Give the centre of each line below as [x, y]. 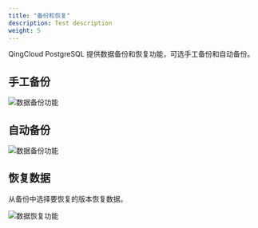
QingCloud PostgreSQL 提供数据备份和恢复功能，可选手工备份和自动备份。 [131, 54]
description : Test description [60, 23]
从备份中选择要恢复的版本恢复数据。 [68, 199]
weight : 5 [25, 30]
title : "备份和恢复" [39, 16]
